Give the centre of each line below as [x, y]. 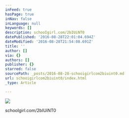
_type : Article [21, 83]
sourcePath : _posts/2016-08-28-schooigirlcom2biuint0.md [65, 74]
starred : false [21, 69]
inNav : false [18, 19]
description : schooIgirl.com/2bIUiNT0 [45, 32]
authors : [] [17, 60]
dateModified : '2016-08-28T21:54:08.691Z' [49, 42]
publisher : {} [20, 64]
